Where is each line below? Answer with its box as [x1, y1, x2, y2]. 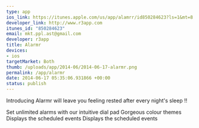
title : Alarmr [6, 42, 42, 48]
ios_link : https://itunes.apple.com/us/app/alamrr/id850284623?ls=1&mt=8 [6, 14, 194, 20]
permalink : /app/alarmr [6, 70, 66, 76]
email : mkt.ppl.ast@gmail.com [6, 31, 82, 37]
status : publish [6, 81, 46, 87]
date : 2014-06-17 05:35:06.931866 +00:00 [6, 75, 111, 81]
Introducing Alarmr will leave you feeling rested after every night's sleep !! [6, 97, 188, 104]
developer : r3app [6, 36, 49, 42]
